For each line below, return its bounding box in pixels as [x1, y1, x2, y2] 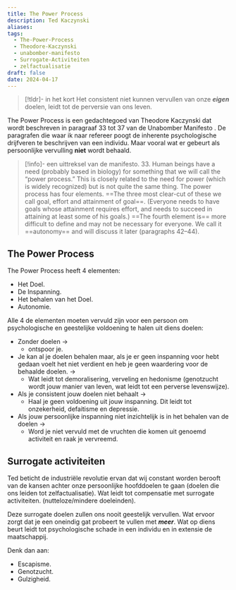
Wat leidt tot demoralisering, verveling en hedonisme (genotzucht [27, 375, 218, 383]
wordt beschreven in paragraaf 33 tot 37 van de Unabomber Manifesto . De [7, 124, 227, 133]
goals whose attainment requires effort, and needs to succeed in [24, 205, 213, 214]
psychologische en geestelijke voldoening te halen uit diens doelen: [7, 324, 204, 332]
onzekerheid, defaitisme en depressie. [27, 405, 139, 413]
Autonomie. [17, 302, 51, 311]
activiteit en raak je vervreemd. [27, 435, 118, 443]
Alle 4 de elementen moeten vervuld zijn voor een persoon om [7, 316, 189, 325]
